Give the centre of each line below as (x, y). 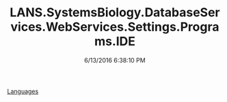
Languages (23, 91)
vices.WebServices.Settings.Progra (115, 27)
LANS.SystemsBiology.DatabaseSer (115, 13)
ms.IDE (115, 41)
